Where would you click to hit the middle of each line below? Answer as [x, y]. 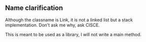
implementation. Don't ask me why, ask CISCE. [52, 25]
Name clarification [34, 8]
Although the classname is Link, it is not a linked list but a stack [69, 20]
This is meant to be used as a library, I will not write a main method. [73, 34]
